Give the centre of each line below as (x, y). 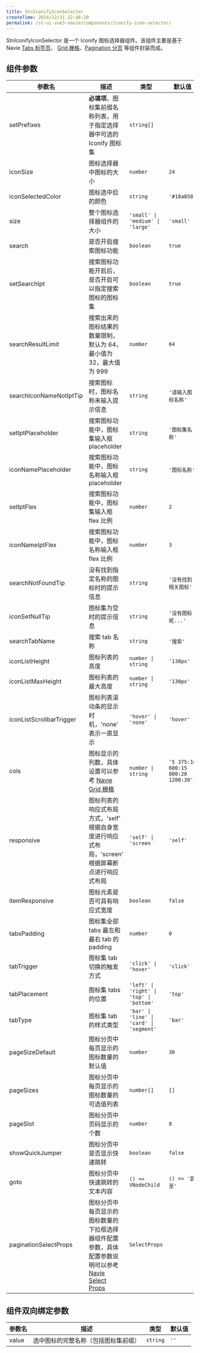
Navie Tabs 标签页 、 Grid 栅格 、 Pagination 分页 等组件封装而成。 (86, 48)
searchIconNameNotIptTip (46, 396)
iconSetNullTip (30, 617)
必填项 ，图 (104, 98)
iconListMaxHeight (35, 682)
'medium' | (144, 221)
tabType (21, 1020)
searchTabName (32, 641)
